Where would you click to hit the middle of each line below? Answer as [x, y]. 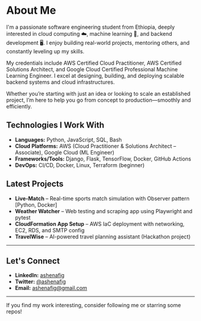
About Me [31, 10]
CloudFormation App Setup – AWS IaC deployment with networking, [100, 224]
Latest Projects [35, 184]
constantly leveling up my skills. [45, 51]
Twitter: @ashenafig [40, 281]
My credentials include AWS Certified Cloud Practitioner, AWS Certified [94, 63]
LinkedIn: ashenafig [39, 275]
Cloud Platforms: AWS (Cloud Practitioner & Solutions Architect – [95, 146]
